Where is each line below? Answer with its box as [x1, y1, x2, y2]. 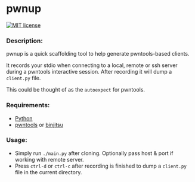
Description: [6, 37, 43, 45]
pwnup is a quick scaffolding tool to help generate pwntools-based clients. [6, 50, 190, 57]
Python [14, 114, 33, 122]
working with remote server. [14, 156, 85, 163]
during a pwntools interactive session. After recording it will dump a [6, 68, 172, 75]
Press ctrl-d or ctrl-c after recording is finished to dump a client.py [14, 162, 187, 169]
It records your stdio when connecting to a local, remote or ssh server [6, 62, 178, 69]
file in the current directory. [14, 168, 82, 175]
